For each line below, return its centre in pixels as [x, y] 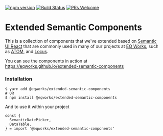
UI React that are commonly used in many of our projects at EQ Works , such [82, 46]
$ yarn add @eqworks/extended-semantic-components [58, 89]
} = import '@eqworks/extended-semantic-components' [60, 129]
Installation [19, 79]
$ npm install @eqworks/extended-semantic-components [61, 98]
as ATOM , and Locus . [27, 51]
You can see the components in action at [46, 61]
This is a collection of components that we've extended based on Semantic [81, 41]
